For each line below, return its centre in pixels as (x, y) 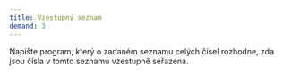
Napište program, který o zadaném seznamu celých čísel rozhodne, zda (142, 51)
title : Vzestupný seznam (56, 17)
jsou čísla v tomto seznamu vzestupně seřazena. (99, 61)
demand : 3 (28, 26)
